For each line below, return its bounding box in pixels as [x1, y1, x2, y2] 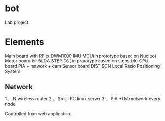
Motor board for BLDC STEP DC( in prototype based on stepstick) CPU [5, 58, 149, 64]
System [5, 68, 21, 74]
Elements [5, 36, 44, 48]
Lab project [5, 19, 29, 25]
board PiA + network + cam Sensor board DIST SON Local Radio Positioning [5, 63, 160, 69]
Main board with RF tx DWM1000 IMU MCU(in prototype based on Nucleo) [5, 53, 157, 59]
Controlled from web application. [5, 110, 72, 116]
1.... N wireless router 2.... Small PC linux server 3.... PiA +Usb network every [5, 95, 161, 101]
